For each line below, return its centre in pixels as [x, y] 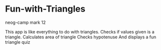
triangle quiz [18, 42]
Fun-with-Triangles [45, 9]
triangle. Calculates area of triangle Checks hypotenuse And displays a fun [81, 37]
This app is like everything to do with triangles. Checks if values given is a [80, 32]
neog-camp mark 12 [26, 22]
